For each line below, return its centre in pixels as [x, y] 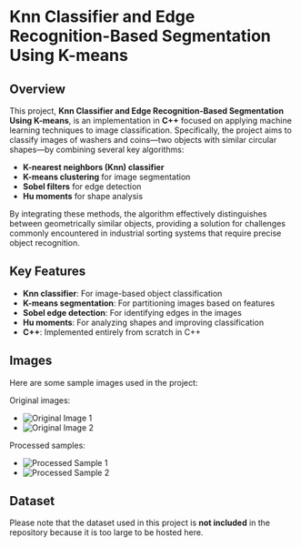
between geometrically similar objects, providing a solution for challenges [148, 223]
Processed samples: [48, 445]
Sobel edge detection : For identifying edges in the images [132, 312]
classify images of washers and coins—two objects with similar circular [143, 140]
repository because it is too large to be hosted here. [106, 532]
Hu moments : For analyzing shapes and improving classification [143, 322]
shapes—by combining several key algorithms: [97, 149]
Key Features [48, 272]
